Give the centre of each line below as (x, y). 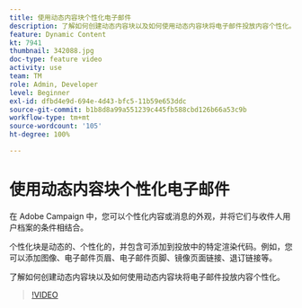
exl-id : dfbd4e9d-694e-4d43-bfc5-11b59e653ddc (98, 101)
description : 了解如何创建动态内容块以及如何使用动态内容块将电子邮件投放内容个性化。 (153, 26)
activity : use (36, 68)
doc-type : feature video (56, 59)
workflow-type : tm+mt (50, 118)
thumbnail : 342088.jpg (52, 51)
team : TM (26, 76)
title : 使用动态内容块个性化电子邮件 (71, 18)
